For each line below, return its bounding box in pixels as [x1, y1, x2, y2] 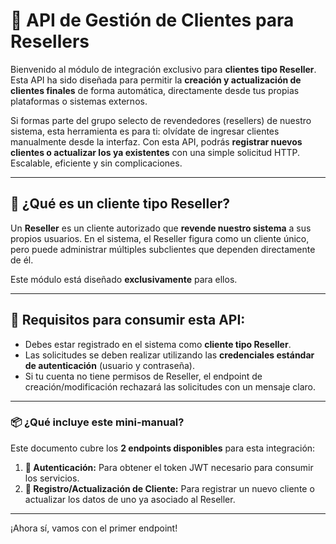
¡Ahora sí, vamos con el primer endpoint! [10, 522, 178, 534]
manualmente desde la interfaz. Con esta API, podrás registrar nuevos [10, 135, 303, 148]
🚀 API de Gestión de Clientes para [10, 9, 295, 32]
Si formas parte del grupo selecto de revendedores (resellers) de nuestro [10, 114, 312, 126]
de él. [10, 254, 34, 266]
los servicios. [24, 472, 80, 484]
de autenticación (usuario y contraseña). [24, 359, 195, 371]
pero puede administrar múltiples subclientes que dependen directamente [10, 243, 316, 255]
